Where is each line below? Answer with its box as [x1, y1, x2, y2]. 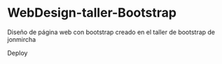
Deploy [7, 49, 28, 57]
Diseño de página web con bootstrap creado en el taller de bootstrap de [7, 28, 216, 36]
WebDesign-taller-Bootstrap [7, 5, 177, 21]
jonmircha [7, 35, 36, 43]
